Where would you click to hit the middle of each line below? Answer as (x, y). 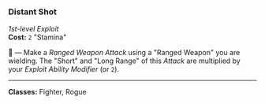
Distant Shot (32, 12)
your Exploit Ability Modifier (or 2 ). (64, 69)
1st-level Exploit (34, 29)
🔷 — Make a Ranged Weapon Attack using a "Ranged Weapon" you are (124, 53)
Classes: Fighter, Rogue (47, 92)
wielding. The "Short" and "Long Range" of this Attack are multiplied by (124, 61)
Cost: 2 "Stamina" (37, 37)
